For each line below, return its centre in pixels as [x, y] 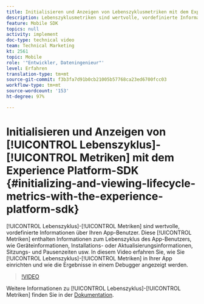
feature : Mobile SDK [32, 23]
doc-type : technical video [40, 40]
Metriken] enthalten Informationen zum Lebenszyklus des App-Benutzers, [99, 239]
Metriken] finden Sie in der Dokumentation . [60, 294]
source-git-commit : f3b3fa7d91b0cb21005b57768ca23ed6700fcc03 [87, 79]
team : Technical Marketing [40, 46]
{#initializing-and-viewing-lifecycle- [101, 183]
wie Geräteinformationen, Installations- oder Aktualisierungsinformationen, [100, 245]
